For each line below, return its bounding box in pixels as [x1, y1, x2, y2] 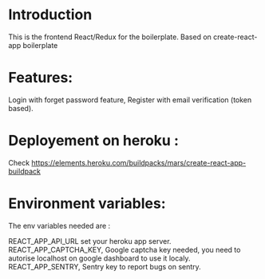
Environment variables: [8, 194, 166, 213]
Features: [8, 69, 73, 87]
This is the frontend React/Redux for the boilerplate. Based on [8, 32, 212, 42]
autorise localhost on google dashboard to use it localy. [8, 253, 191, 263]
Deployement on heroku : [8, 132, 180, 149]
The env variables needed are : [8, 221, 111, 230]
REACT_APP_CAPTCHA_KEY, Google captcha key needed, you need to [8, 245, 241, 254]
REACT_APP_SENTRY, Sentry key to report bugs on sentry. [8, 261, 201, 271]
